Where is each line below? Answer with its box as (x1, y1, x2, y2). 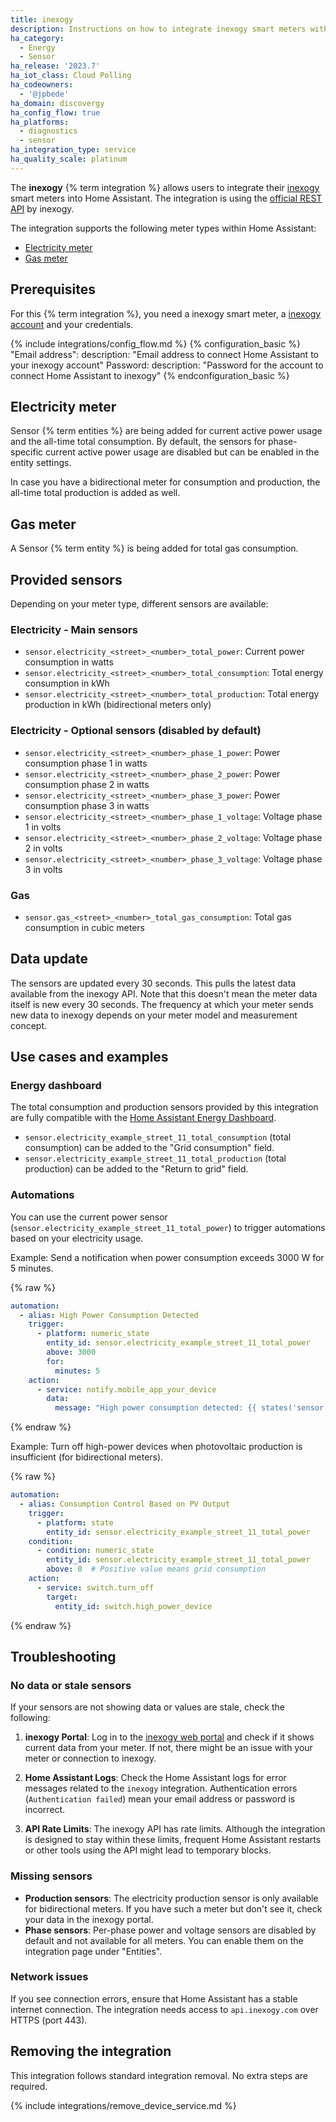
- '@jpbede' (19, 89, 70, 99)
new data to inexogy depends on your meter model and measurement (10, 1009, 298, 1021)
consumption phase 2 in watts (24, 778, 150, 790)
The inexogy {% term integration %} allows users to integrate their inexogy (10, 181, 320, 193)
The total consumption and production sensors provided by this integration (10, 1101, 319, 1113)
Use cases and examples (10, 1049, 169, 1066)
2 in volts (24, 842, 63, 854)
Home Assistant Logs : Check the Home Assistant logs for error (24, 1772, 287, 1784)
